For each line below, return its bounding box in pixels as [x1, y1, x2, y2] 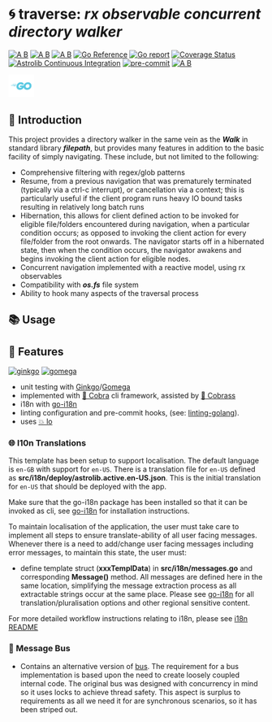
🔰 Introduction [8, 113, 83, 127]
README [8, 623, 39, 633]
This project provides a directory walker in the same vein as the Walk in [8, 134, 248, 144]
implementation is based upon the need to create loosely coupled [19, 670, 240, 680]
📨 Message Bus [8, 643, 71, 655]
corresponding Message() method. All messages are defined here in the [19, 572, 263, 582]
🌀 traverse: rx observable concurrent [8, 5, 261, 24]
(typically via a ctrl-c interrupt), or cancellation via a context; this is [19, 185, 245, 194]
